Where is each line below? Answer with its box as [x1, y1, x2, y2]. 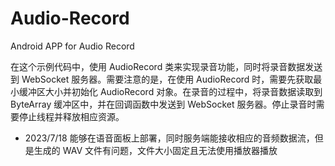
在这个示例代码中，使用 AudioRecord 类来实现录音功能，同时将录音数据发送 [10, 60, 323, 72]
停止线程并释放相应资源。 [18, 110, 125, 122]
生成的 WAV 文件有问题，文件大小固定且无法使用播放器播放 [33, 144, 278, 156]
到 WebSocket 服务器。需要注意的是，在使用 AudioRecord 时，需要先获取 [10, 73, 314, 85]
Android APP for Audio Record [10, 40, 135, 52]
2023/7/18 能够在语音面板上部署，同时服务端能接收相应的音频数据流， [24, 132, 315, 144]
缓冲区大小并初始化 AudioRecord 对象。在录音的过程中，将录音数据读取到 [18, 85, 323, 97]
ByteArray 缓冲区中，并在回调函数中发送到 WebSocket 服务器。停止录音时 [10, 98, 317, 110]
